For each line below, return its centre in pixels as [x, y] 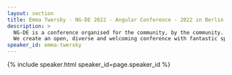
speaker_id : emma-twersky [44, 45]
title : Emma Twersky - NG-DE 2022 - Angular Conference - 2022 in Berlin [116, 20]
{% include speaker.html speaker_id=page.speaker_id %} [89, 64]
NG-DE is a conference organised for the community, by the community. [119, 32]
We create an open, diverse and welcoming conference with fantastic [115, 39]
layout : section [30, 13]
